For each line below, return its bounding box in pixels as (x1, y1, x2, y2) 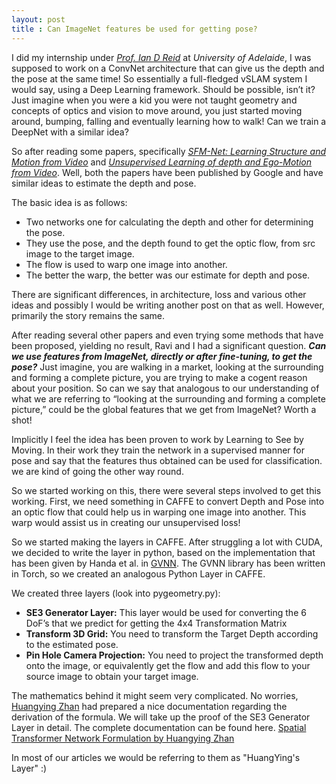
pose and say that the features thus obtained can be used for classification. (11, 454, 323, 466)
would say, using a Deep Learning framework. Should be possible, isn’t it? (11, 83, 316, 95)
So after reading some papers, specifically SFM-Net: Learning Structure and (11, 145, 327, 157)
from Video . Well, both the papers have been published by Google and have (11, 166, 324, 178)
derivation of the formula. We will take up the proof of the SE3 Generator (11, 711, 311, 723)
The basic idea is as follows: (11, 196, 128, 208)
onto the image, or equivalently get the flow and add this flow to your (25, 659, 311, 671)
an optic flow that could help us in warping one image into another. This (11, 506, 307, 518)
